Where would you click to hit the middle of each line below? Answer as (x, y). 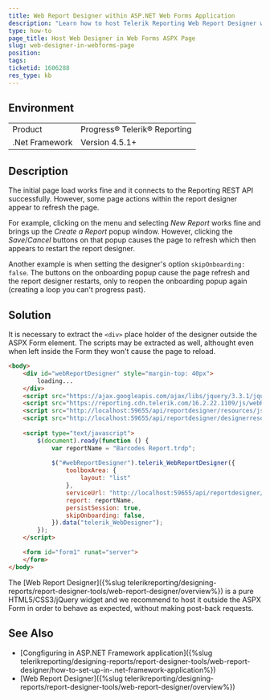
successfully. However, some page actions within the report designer (123, 199)
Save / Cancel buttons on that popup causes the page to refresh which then (132, 240)
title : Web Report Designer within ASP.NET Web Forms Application (122, 16)
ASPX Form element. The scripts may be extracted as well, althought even (131, 343)
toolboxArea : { (91, 470)
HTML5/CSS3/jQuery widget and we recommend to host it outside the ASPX (135, 600)
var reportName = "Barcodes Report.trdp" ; (123, 448)
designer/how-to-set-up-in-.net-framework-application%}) (118, 669)
